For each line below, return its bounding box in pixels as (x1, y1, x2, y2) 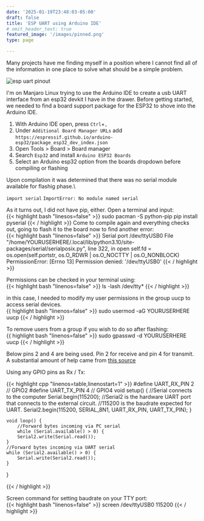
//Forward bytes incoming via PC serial (17, 423, 121, 429)
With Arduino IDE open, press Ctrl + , (15, 120, 108, 128)
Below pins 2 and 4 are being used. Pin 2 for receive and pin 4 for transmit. (6, 350, 194, 357)
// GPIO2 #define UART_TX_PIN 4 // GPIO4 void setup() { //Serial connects (6, 387, 192, 394)
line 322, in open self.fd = (87, 245, 152, 252)
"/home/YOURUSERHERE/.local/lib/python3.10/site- (6, 238, 135, 246)
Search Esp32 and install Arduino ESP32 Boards (15, 151, 132, 159)
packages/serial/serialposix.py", (6, 245, 87, 252)
